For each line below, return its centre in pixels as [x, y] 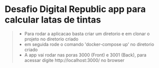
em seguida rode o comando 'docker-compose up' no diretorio [89, 44]
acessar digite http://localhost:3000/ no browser [74, 60]
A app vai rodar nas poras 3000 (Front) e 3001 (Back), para [85, 55]
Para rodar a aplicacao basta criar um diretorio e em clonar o [87, 33]
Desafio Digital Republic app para [75, 9]
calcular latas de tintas [53, 20]
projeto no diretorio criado [51, 39]
